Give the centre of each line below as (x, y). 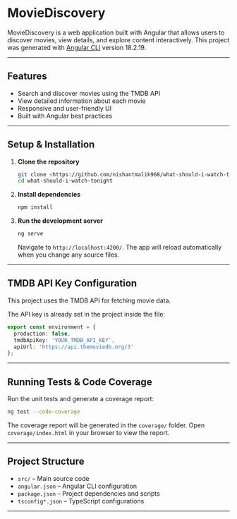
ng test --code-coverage (44, 412)
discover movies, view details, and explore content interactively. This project (119, 39)
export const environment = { (52, 327)
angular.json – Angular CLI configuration (77, 486)
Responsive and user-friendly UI (64, 108)
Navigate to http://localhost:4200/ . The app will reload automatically (120, 248)
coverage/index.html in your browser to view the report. (89, 432)
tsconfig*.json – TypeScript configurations (81, 501)
